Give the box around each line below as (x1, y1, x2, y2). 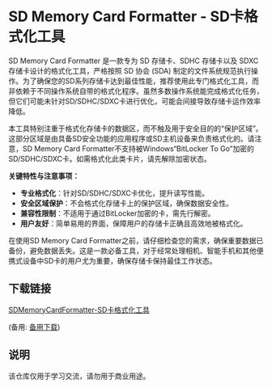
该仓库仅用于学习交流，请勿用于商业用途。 (8, 371, 151, 381)
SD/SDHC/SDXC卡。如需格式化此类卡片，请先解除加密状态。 (8, 154, 212, 163)
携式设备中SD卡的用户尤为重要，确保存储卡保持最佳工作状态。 (8, 255, 217, 265)
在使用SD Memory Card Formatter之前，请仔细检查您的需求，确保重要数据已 (8, 235, 264, 245)
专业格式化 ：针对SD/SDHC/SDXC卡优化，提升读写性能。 (19, 188, 210, 198)
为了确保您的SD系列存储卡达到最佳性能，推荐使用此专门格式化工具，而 (22, 76, 260, 86)
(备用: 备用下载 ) (8, 322, 61, 331)
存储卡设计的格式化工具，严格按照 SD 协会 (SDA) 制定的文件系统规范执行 (8, 65, 252, 75)
